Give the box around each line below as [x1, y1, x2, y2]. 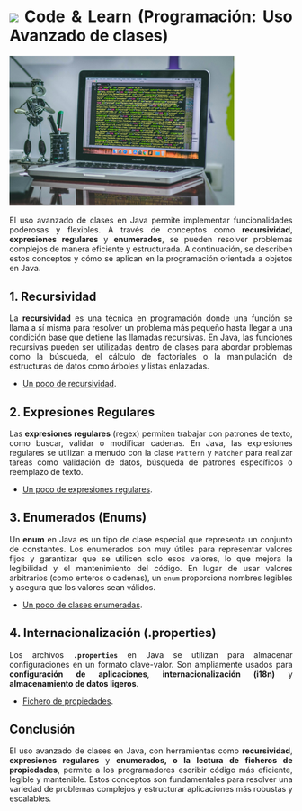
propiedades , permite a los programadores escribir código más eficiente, [9, 764, 293, 776]
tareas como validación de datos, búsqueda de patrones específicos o [9, 457, 293, 468]
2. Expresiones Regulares [9, 404, 155, 420]
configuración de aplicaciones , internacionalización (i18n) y [9, 669, 294, 679]
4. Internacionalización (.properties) [9, 625, 217, 641]
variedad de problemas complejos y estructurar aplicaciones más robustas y [9, 784, 293, 795]
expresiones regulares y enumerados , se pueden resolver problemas [9, 234, 293, 245]
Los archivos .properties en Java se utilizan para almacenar [9, 649, 293, 660]
